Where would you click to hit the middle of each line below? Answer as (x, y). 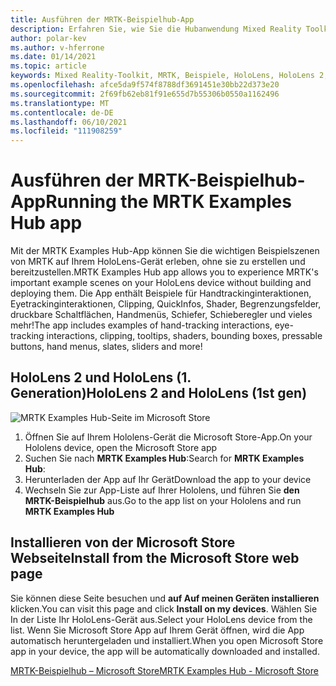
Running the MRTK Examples (168, 202)
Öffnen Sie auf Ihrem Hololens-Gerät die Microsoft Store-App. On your (168, 437)
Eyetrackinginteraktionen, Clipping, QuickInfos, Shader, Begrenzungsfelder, (166, 304)
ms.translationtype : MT (60, 103)
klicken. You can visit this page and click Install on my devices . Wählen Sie (164, 608)
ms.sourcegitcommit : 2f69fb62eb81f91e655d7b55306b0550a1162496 (145, 94)
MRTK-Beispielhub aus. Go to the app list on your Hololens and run (163, 500)
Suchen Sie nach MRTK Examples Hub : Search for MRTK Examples (164, 458)
